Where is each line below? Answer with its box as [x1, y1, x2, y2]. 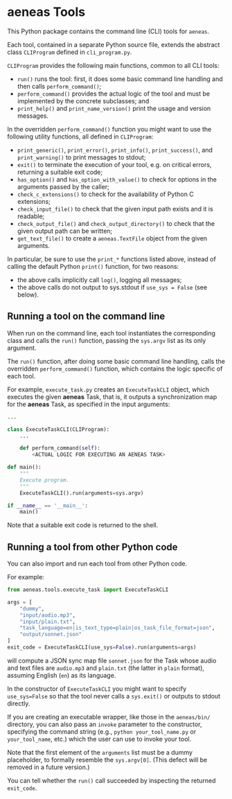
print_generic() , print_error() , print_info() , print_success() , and [17, 146, 213, 154]
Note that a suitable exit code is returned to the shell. [7, 521, 159, 529]
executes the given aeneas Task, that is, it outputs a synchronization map [7, 392, 217, 401]
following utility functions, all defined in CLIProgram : [7, 132, 154, 141]
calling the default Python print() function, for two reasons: [7, 262, 179, 270]
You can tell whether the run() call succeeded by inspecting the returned [7, 776, 216, 784]
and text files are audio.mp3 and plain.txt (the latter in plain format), [7, 663, 204, 672]
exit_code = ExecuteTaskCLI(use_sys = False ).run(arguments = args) [7, 644, 197, 651]
